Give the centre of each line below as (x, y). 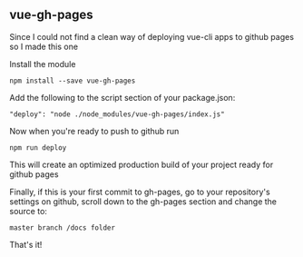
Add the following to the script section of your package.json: (122, 97)
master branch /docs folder (63, 227)
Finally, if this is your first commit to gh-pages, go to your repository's (140, 192)
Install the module (43, 64)
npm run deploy (38, 148)
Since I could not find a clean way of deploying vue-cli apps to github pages (152, 36)
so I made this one (44, 46)
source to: (29, 211)
